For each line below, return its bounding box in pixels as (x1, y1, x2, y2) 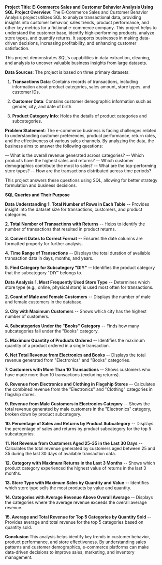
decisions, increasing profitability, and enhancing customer (18, 40, 137, 46)
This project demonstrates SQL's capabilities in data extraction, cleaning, (5, 55, 151, 60)
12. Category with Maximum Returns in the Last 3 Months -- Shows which (5, 460, 156, 465)
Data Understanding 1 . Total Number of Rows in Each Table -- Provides (5, 201, 149, 207)
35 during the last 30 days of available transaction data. (5, 451, 116, 456)
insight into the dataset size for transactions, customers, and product (5, 206, 143, 212)
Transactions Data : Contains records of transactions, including (12, 79, 138, 84)
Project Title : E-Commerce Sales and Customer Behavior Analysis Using (5, 4, 153, 10)
